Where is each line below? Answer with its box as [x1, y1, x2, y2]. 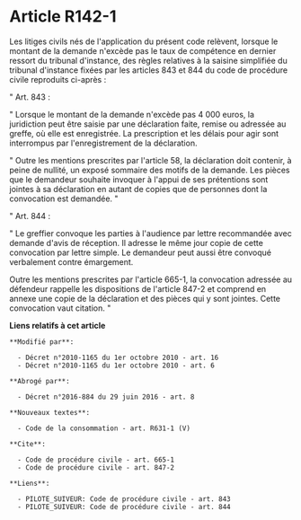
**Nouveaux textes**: [9, 408, 91, 417]
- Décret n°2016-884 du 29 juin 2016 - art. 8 [17, 392, 195, 401]
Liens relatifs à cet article [9, 320, 106, 331]
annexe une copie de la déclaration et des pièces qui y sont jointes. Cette [9, 293, 281, 304]
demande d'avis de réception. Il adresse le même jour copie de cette [9, 237, 263, 248]
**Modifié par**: [9, 337, 75, 347]
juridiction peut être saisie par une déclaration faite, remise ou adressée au [9, 119, 287, 129]
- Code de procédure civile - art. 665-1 [17, 455, 175, 464]
